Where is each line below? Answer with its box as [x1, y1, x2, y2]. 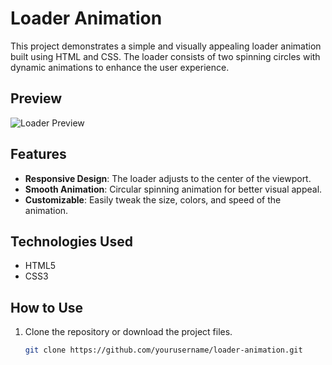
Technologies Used [10, 233, 133, 250]
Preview [10, 90, 63, 107]
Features [10, 146, 67, 163]
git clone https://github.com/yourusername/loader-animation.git [24, 345, 303, 356]
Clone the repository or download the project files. [24, 326, 233, 338]
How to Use [10, 299, 84, 316]
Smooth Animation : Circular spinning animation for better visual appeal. [24, 183, 323, 195]
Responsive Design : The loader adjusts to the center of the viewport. [24, 172, 312, 184]
